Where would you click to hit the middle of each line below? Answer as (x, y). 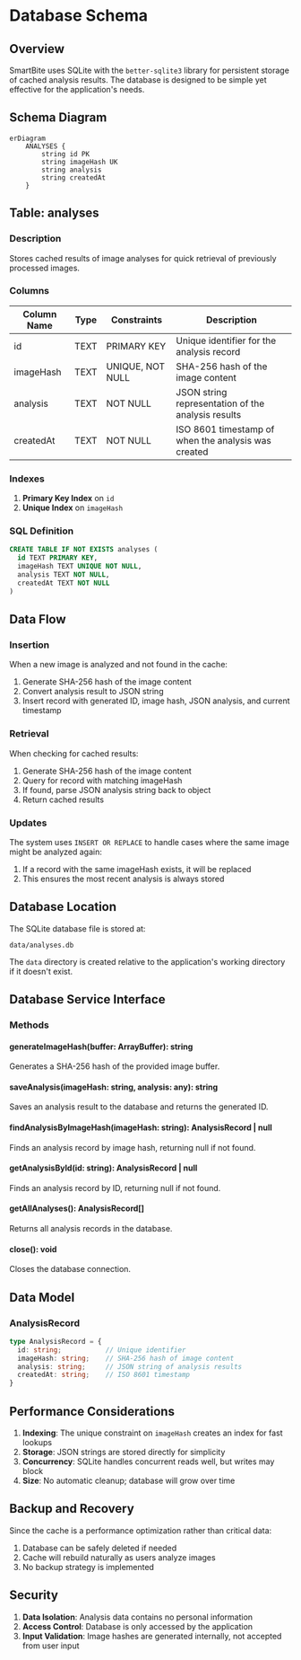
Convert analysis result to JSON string (93, 692)
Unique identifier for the (226, 340)
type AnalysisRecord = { (56, 1341)
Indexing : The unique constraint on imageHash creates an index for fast (153, 1433)
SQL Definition (42, 531)
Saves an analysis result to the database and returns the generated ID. (139, 1107)
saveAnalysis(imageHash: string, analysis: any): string (114, 1087)
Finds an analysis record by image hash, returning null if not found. (133, 1147)
